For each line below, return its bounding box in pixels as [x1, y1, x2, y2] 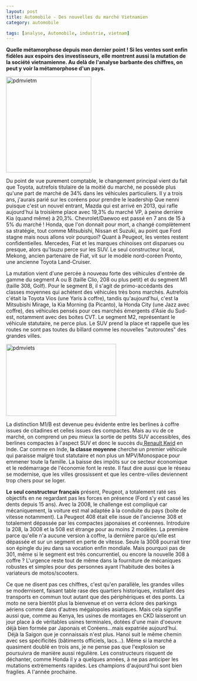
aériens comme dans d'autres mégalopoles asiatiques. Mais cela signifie [6, 606, 182, 613]
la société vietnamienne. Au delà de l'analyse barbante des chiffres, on [6, 59, 183, 66]
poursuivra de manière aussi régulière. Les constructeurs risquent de [6, 650, 173, 657]
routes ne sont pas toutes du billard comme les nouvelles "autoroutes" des [6, 326, 186, 333]
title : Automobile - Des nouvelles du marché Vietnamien [6, 14, 148, 20]
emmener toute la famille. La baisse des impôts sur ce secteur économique [6, 458, 188, 465]
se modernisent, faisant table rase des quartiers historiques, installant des [6, 587, 185, 594]
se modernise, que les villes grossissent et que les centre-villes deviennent [6, 471, 188, 478]
